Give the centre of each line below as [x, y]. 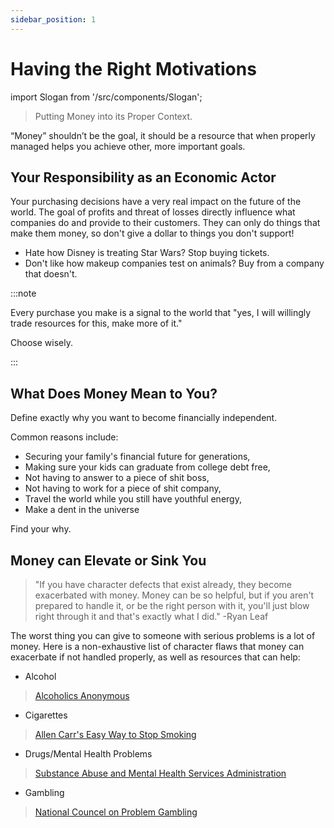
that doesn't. [51, 274]
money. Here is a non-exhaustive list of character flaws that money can [157, 646]
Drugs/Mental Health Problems [88, 754]
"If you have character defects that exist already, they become [163, 584]
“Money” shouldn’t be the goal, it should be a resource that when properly [163, 135]
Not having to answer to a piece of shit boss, [117, 478]
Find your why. [41, 529]
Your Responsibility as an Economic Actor [143, 177]
